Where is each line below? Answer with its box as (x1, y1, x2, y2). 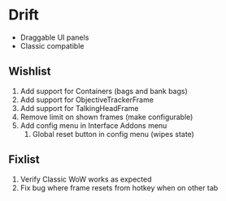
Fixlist (8, 152, 41, 167)
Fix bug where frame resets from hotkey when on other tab (20, 182, 219, 192)
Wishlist (8, 65, 51, 79)
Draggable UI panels (20, 32, 89, 42)
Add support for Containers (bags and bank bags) (20, 86, 189, 96)
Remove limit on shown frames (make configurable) (20, 112, 193, 122)
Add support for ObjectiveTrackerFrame (20, 95, 154, 105)
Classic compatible (20, 41, 85, 50)
